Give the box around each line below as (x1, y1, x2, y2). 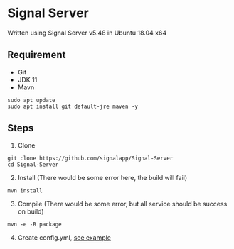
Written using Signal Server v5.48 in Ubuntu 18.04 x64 (7, 28, 167, 37)
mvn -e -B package (7, 221, 62, 228)
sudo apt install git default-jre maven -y (7, 103, 139, 110)
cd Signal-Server (7, 161, 59, 168)
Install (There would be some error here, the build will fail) (17, 173, 188, 182)
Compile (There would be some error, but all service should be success (17, 199, 228, 208)
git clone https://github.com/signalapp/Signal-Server (7, 155, 174, 162)
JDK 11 (17, 75, 38, 84)
